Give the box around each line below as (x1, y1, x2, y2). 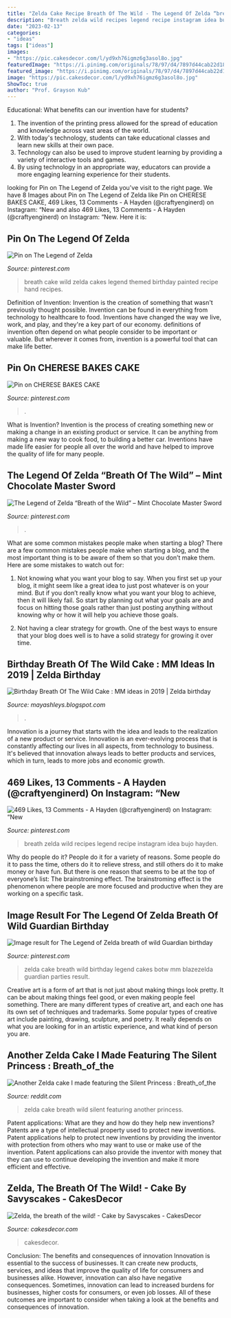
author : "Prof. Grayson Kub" (7, 87, 91, 94)
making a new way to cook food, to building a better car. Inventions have (7, 435, 213, 443)
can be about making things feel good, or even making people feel (7, 993, 195, 1001)
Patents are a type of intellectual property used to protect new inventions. (7, 1126, 216, 1134)
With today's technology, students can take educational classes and (16, 134, 210, 142)
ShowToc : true (7, 81, 48, 87)
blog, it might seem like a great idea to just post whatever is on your (16, 581, 209, 589)
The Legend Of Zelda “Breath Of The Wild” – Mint (7, 469, 223, 482)
